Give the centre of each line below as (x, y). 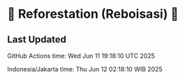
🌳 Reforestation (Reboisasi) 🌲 (93, 14)
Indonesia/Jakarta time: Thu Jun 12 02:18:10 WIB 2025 (85, 69)
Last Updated (37, 39)
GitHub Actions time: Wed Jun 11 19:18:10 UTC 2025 (81, 56)
